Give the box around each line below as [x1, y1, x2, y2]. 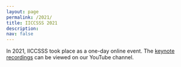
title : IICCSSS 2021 [6, 20, 58, 26]
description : [6, 25, 39, 32]
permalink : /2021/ [6, 14, 52, 20]
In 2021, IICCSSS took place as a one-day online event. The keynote [6, 47, 175, 54]
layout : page [6, 8, 39, 15]
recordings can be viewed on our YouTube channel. [6, 54, 134, 61]
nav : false [6, 31, 34, 37]
